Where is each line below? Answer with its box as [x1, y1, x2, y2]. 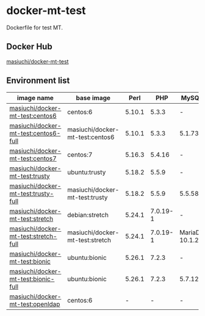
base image [76, 93, 111, 102]
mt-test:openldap [9, 300, 60, 308]
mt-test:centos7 [9, 154, 57, 162]
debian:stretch [67, 210, 109, 219]
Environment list [6, 76, 70, 86]
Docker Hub [6, 41, 53, 52]
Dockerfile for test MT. [6, 24, 63, 31]
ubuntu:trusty [67, 168, 106, 176]
